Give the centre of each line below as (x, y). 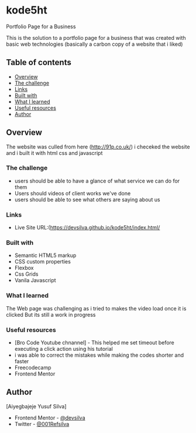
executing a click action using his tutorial (63, 349)
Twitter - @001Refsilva (42, 424)
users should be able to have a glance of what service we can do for (97, 181)
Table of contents (39, 62)
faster (22, 361)
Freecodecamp (33, 368)
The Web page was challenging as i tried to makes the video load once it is (96, 308)
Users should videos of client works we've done (73, 193)
